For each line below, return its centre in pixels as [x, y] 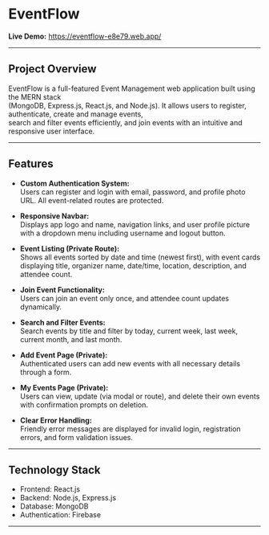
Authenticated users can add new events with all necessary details [130, 363]
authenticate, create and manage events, [76, 114]
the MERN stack [35, 96]
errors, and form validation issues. [76, 437]
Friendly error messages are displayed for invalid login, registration [130, 429]
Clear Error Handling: [56, 420]
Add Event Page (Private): [64, 355]
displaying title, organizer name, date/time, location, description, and [133, 265]
